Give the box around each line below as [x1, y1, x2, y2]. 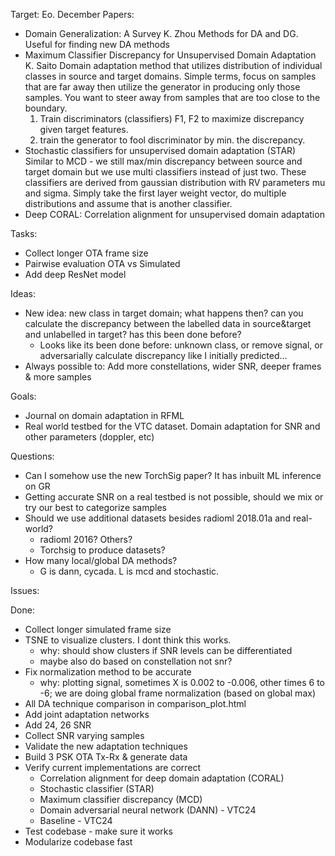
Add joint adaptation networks [24, 709, 150, 720]
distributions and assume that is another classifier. [24, 198, 233, 209]
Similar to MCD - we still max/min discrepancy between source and [24, 155, 303, 167]
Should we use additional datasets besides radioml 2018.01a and [24, 512, 291, 524]
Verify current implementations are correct [24, 762, 202, 773]
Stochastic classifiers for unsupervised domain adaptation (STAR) [24, 145, 297, 156]
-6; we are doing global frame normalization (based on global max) [39, 687, 316, 699]
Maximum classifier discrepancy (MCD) [39, 794, 203, 805]
